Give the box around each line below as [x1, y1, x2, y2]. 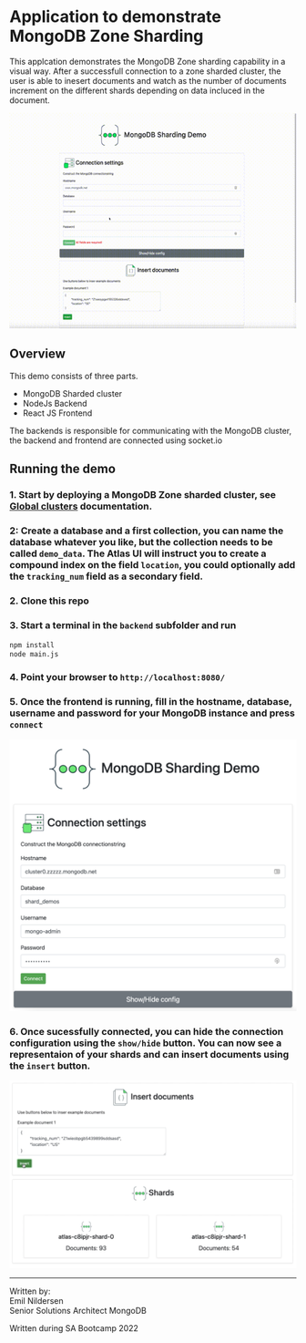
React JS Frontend [22, 408, 93, 418]
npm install [9, 641, 55, 650]
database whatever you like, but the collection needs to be [9, 535, 273, 548]
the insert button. [9, 1059, 91, 1072]
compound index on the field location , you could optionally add [9, 558, 296, 571]
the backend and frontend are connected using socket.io [9, 435, 223, 446]
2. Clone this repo [9, 594, 89, 607]
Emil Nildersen [9, 1296, 64, 1307]
